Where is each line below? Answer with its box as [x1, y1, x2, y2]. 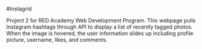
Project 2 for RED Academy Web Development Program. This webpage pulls [6, 17, 196, 24]
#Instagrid [6, 5, 32, 12]
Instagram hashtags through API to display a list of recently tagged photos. [6, 24, 193, 30]
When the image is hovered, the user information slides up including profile [6, 30, 194, 37]
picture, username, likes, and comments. [6, 36, 108, 43]
